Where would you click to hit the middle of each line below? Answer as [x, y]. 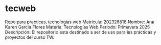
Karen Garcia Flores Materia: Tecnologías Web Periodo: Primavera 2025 [78, 27]
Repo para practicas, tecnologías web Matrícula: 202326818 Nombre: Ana [80, 22]
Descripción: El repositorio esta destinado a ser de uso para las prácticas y [81, 32]
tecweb [21, 8]
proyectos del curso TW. [30, 37]
